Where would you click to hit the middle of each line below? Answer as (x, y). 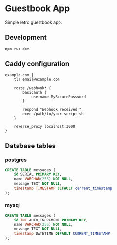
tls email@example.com (37, 79)
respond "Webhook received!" (52, 109)
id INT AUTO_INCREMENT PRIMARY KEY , (51, 220)
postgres (16, 160)
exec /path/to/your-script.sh (53, 114)
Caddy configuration (37, 64)
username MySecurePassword (58, 97)
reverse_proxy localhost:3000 (45, 126)
